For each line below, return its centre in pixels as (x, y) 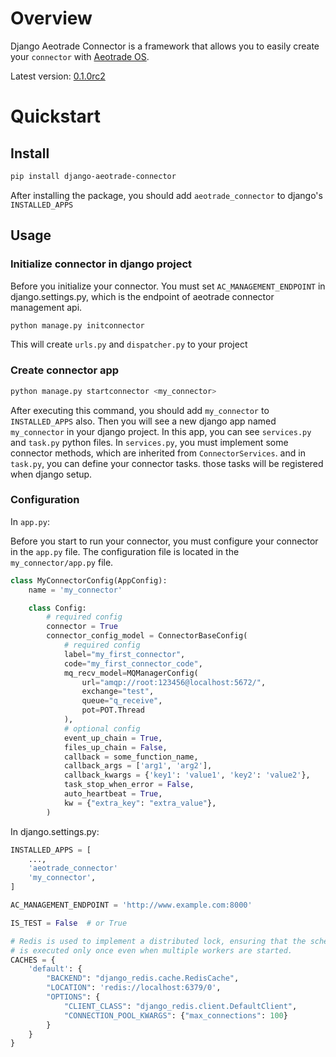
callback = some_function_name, (131, 757)
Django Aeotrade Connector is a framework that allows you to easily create (165, 46)
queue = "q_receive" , (122, 701)
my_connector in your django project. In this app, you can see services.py (161, 431)
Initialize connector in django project (101, 264)
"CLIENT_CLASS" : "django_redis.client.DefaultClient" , (180, 1006)
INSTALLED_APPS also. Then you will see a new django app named (143, 421)
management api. (46, 307)
